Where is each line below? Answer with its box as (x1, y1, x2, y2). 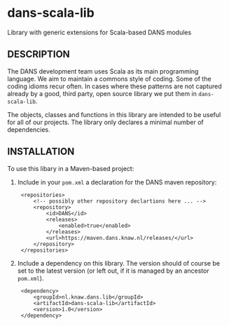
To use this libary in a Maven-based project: (7, 164, 134, 172)
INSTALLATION (7, 146, 75, 158)
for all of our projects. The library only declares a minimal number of (7, 118, 204, 126)
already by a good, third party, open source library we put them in (7, 89, 197, 97)
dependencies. (7, 125, 50, 134)
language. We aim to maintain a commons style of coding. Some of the (7, 74, 211, 83)
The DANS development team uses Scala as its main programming (7, 67, 199, 75)
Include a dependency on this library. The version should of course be (17, 259, 221, 267)
